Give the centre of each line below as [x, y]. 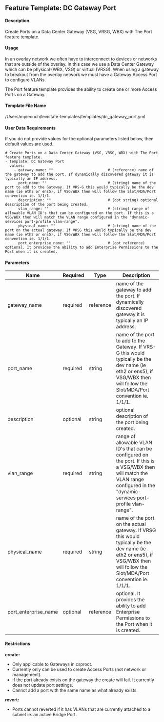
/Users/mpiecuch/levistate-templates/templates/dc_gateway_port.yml [75, 117]
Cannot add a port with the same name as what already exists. [75, 690]
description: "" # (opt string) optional [88, 200]
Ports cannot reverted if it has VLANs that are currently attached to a [81, 709]
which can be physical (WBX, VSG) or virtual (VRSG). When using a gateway [82, 69]
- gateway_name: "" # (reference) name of [84, 170]
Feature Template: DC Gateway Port [61, 8]
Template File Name [26, 106]
